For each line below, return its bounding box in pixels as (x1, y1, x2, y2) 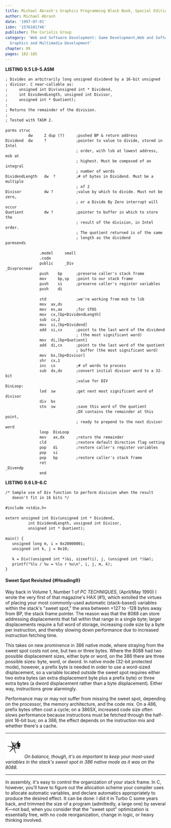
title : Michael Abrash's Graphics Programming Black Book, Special (5, 8, 152, 13)
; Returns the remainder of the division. (5, 107, 97, 113)
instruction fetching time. (5, 632, 58, 638)
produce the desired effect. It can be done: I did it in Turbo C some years (5, 795, 158, 801)
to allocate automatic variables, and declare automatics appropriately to (5, 790, 156, 796)
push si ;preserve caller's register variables (39, 281, 160, 286)
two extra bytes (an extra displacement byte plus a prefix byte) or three (5, 675, 155, 681)
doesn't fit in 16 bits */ (12, 495, 70, 500)
